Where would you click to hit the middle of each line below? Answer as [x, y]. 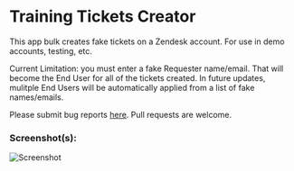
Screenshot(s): [43, 138]
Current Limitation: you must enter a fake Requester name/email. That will [147, 68]
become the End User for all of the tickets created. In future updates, [138, 77]
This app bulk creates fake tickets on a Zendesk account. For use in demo [147, 41]
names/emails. [37, 97]
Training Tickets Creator [103, 17]
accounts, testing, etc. [51, 50]
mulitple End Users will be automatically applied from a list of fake [132, 87]
